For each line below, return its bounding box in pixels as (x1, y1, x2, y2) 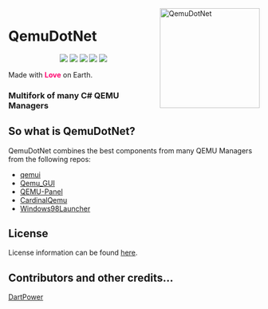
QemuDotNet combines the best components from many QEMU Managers (8, 145, 253, 155)
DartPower (8, 292, 44, 302)
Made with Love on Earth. (8, 69, 93, 79)
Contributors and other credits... (8, 271, 174, 284)
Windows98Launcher (19, 204, 91, 213)
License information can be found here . (8, 248, 138, 258)
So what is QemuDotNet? (8, 125, 136, 138)
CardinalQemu (19, 195, 68, 204)
